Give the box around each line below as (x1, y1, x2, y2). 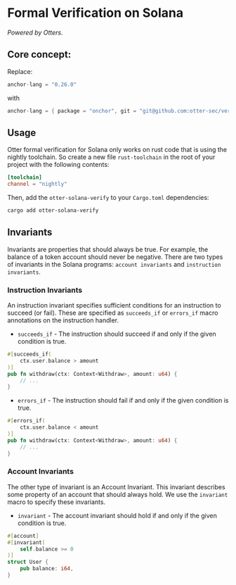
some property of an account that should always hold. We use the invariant (7, 490, 228, 498)
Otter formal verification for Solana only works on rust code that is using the (7, 146, 227, 154)
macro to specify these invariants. (7, 498, 106, 506)
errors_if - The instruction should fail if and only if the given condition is (17, 396, 229, 405)
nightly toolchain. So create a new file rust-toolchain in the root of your (7, 153, 216, 161)
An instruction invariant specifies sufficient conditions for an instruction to (7, 301, 221, 310)
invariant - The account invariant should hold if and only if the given (17, 511, 218, 520)
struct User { (7, 558, 49, 566)
